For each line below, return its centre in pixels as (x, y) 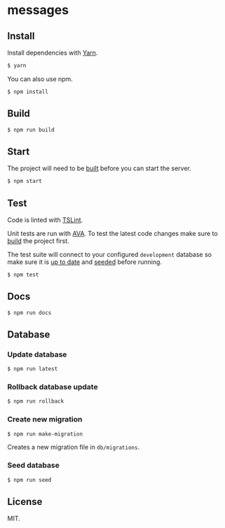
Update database (37, 354)
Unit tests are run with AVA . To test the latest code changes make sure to (113, 233)
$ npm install (28, 92)
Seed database (33, 466)
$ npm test (23, 275)
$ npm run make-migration (45, 434)
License (25, 502)
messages (38, 10)
